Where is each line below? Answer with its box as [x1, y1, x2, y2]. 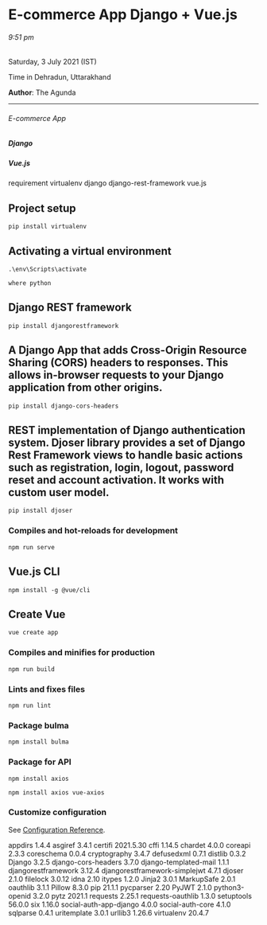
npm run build [8, 665, 56, 673]
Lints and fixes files [8, 683, 86, 694]
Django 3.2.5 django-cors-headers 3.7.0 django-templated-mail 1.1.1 [8, 857, 230, 867]
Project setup [8, 201, 77, 215]
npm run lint [8, 701, 52, 709]
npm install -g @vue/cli [8, 586, 91, 594]
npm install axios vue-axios [8, 788, 105, 797]
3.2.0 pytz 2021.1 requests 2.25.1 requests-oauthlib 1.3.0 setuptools [33, 891, 253, 900]
